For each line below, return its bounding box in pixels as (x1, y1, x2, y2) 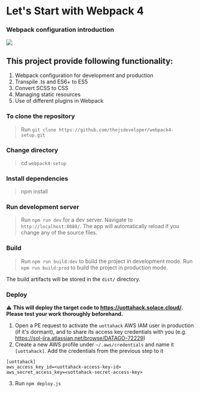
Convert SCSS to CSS (14, 85, 69, 92)
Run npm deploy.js (14, 380, 61, 387)
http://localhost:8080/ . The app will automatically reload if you (20, 223, 180, 230)
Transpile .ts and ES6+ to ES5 (14, 78, 88, 85)
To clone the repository (6, 112, 75, 121)
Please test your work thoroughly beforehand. (6, 311, 124, 318)
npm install (20, 188, 48, 195)
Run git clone (20, 125, 57, 133)
